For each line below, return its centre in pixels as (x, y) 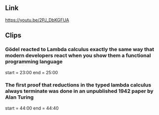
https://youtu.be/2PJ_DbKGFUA (37, 20)
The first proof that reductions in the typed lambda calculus (78, 85)
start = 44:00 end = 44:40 (32, 108)
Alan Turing (19, 97)
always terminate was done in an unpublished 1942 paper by (79, 91)
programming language (34, 62)
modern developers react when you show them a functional (78, 56)
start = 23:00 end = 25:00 (32, 72)
